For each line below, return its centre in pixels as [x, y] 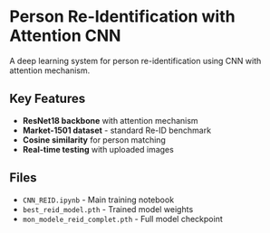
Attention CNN [65, 36]
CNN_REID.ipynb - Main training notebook [98, 200]
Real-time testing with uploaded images [98, 149]
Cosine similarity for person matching [94, 140]
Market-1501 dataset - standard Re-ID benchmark [116, 130]
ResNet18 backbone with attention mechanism [110, 120]
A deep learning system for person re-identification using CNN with [135, 61]
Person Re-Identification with [122, 17]
